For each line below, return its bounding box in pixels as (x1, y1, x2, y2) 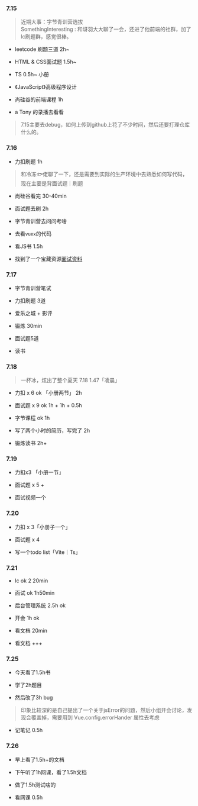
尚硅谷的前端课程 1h (14, 96, 63, 103)
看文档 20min (14, 627, 48, 634)
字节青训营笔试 (14, 284, 51, 291)
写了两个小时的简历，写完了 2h (14, 427, 90, 434)
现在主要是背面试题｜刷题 (20, 179, 83, 187)
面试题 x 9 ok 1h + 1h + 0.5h (14, 402, 83, 409)
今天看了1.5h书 (14, 669, 51, 676)
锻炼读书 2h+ (14, 440, 47, 447)
